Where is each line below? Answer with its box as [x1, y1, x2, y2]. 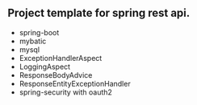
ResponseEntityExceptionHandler [19, 79, 131, 88]
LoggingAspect [19, 62, 70, 71]
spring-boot [19, 27, 60, 37]
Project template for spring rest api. [7, 6, 191, 20]
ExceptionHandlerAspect [19, 53, 103, 63]
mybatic [19, 36, 47, 46]
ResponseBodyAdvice [19, 70, 93, 79]
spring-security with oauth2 [19, 87, 112, 97]
